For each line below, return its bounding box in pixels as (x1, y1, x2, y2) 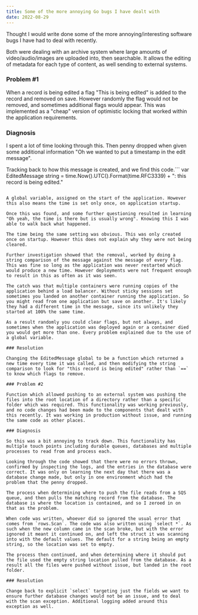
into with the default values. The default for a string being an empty (6, 536, 189, 542)
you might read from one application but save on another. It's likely (6, 299, 186, 305)
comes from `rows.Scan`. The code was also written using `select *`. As (6, 521, 192, 527)
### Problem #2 (6, 382, 44, 388)
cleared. (6, 242, 28, 248)
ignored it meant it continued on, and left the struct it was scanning (6, 531, 189, 538)
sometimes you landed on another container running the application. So (6, 294, 189, 300)
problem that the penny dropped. (6, 480, 89, 486)
